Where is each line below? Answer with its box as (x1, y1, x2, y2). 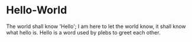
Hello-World (6, 3, 67, 17)
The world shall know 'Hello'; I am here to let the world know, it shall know (6, 23, 186, 30)
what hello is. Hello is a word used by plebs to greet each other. (6, 29, 161, 36)
